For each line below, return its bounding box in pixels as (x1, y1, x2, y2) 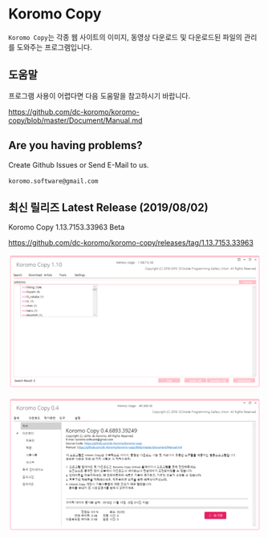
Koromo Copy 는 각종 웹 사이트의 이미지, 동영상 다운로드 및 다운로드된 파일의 (8, 32, 242, 42)
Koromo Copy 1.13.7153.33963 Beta (8, 222, 125, 233)
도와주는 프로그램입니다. (16, 42, 92, 52)
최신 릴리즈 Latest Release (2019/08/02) (8, 200, 209, 214)
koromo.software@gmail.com (8, 177, 99, 185)
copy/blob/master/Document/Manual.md (8, 115, 143, 125)
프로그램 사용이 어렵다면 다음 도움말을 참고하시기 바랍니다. (8, 91, 191, 100)
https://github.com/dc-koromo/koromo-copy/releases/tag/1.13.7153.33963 (8, 238, 254, 248)
